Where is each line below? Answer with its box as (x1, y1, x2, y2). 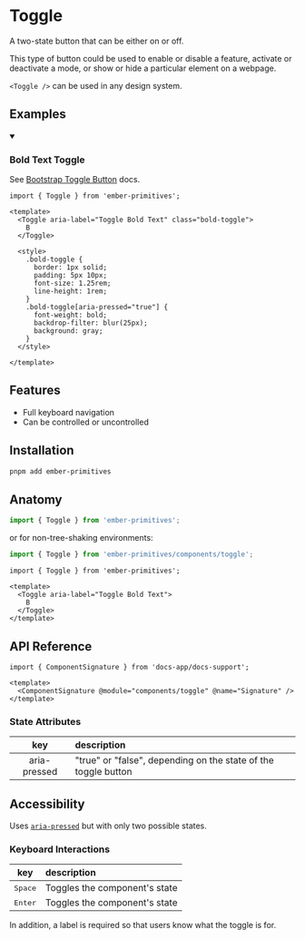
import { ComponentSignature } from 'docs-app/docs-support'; (9, 662, 250, 671)
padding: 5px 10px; (33, 271, 107, 280)
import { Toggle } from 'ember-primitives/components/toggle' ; (9, 550, 254, 559)
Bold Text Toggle (9, 153, 85, 166)
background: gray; (33, 327, 103, 336)
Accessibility (9, 796, 85, 812)
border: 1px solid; (33, 263, 107, 272)
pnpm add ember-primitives (9, 466, 112, 476)
